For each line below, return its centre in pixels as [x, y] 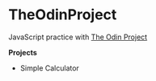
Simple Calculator [49, 68]
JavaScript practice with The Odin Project [78, 37]
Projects [23, 52]
